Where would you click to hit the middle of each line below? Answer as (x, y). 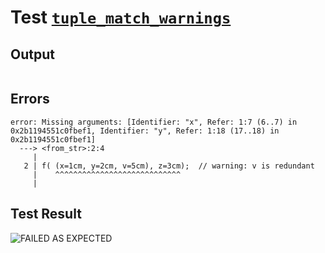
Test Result (46, 214)
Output (32, 54)
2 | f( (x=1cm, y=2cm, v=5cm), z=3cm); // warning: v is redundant (169, 166)
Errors (30, 99)
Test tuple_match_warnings (121, 17)
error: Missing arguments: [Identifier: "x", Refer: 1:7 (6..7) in (154, 122)
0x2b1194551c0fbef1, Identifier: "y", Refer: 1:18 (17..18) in (145, 131)
